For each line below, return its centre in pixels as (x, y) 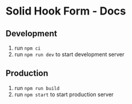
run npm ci (27, 48)
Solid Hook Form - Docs (66, 11)
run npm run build (37, 88)
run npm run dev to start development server (69, 54)
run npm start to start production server (64, 94)
